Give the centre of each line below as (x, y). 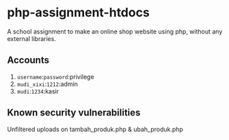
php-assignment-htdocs (79, 13)
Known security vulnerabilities (74, 113)
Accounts (28, 60)
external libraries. (32, 38)
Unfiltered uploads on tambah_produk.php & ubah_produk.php (95, 129)
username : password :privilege (55, 76)
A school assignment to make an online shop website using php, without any (115, 31)
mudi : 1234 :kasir (38, 91)
